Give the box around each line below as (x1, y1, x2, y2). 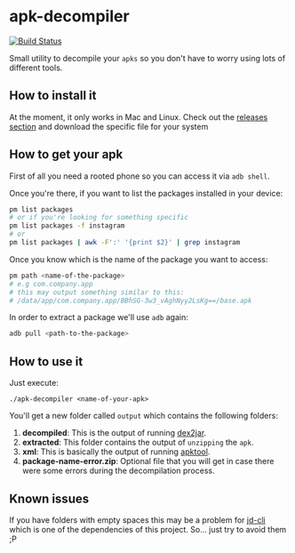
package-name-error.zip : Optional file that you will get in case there (21, 456, 275, 467)
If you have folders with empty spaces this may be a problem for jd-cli (9, 514, 267, 525)
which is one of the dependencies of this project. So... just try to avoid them (9, 524, 287, 534)
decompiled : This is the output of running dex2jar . (21, 428, 207, 438)
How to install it (9, 88, 97, 103)
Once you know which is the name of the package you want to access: (9, 253, 268, 264)
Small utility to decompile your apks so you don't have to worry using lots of (9, 52, 286, 63)
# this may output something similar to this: (9, 287, 185, 297)
